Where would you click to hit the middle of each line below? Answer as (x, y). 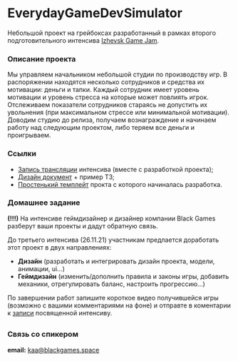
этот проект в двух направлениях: (59, 247)
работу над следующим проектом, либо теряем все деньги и (101, 128)
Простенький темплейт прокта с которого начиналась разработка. (120, 184)
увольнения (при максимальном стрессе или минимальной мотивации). (118, 113)
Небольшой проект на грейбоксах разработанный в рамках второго (112, 33)
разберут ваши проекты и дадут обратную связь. (83, 225)
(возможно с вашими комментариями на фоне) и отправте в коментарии (119, 305)
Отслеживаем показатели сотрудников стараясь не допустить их (108, 105)
